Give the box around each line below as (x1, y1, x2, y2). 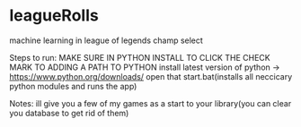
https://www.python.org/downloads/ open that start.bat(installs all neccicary (9, 71, 293, 81)
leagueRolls (9, 5, 99, 26)
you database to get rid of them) (9, 107, 129, 118)
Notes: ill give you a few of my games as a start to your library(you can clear (9, 97, 292, 108)
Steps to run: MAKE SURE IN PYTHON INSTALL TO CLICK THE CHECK (9, 52, 271, 63)
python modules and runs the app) (9, 80, 137, 91)
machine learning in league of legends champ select (9, 35, 204, 46)
